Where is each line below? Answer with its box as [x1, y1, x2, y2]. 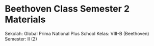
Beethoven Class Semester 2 [5, 3, 130, 15]
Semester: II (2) [5, 36, 38, 42]
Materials [5, 14, 46, 25]
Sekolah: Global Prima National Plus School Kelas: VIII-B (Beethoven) [5, 30, 149, 36]
